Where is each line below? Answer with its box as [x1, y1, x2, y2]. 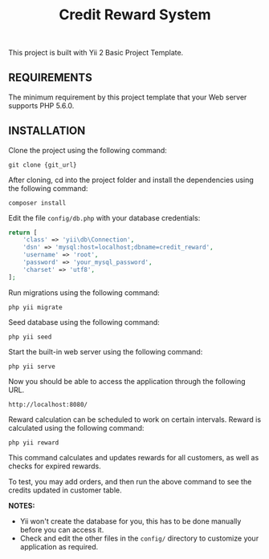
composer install [8, 199, 67, 207]
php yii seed [8, 333, 52, 341]
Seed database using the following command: [8, 317, 161, 326]
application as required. [19, 541, 99, 551]
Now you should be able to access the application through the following [8, 376, 247, 386]
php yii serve [8, 363, 56, 371]
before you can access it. [19, 525, 104, 534]
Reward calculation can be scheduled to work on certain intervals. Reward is [8, 415, 262, 424]
